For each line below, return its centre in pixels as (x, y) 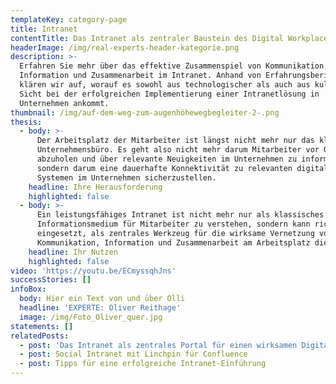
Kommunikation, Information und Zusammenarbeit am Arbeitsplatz (173, 242)
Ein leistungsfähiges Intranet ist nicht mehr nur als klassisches (180, 215)
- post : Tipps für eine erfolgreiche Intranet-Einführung (143, 364)
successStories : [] (51, 280)
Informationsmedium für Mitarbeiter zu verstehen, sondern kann (173, 224)
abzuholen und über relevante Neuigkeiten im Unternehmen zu (167, 159)
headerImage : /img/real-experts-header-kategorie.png (125, 47)
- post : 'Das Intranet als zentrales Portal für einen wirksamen (158, 345)
